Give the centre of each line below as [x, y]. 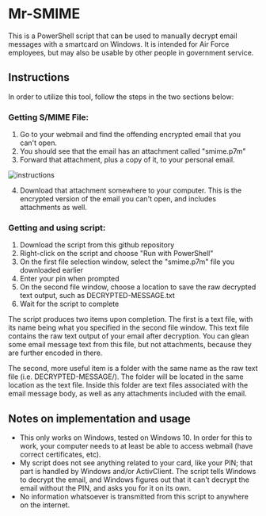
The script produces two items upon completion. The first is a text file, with [131, 319]
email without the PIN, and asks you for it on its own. [105, 488]
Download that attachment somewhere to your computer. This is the [131, 190]
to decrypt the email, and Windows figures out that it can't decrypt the [134, 480]
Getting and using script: [57, 227]
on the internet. [45, 505]
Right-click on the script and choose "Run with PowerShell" [116, 254]
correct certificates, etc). [60, 455]
